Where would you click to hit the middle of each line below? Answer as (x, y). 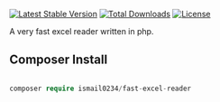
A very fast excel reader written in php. (82, 31)
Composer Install (59, 60)
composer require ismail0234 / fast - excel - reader (101, 88)
